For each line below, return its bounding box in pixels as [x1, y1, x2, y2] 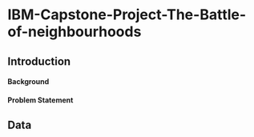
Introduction [7, 54, 71, 68]
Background [7, 77, 50, 87]
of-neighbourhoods [7, 22, 142, 41]
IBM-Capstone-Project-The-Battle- [7, 6, 247, 24]
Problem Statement [7, 95, 74, 105]
